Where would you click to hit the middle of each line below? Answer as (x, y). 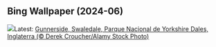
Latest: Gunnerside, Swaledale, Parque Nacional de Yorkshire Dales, (111, 29)
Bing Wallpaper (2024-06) (65, 11)
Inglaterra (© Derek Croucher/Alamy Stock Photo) (78, 36)
